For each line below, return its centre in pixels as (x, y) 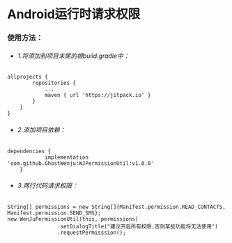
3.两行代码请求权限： (48, 186)
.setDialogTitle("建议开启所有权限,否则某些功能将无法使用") (137, 226)
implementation (67, 157)
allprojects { (28, 77)
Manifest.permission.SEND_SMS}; (54, 213)
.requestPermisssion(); (92, 233)
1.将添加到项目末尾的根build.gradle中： (74, 56)
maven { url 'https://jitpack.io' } (98, 95)
